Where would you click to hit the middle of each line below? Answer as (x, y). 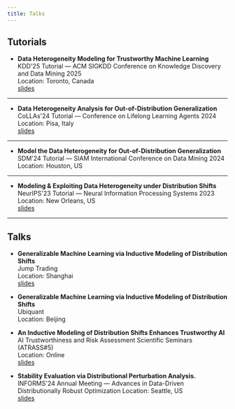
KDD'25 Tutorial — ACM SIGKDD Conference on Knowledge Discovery (119, 66)
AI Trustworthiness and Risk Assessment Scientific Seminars (105, 340)
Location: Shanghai (45, 276)
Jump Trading (37, 268)
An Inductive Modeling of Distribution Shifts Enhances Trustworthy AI (121, 333)
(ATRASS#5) (35, 347)
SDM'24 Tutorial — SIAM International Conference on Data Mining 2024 (121, 159)
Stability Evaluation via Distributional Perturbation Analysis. (107, 376)
